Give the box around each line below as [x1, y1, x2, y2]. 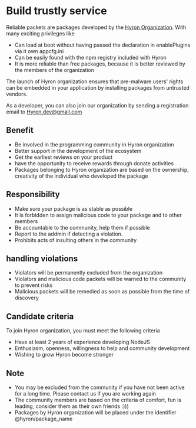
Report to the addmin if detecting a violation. [14, 230, 123, 237]
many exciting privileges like [6, 30, 75, 37]
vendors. [6, 90, 28, 97]
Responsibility [6, 190, 60, 200]
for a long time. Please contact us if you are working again [14, 390, 156, 397]
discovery [14, 294, 39, 302]
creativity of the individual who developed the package [14, 172, 148, 179]
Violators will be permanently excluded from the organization [14, 269, 163, 276]
